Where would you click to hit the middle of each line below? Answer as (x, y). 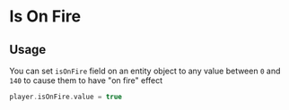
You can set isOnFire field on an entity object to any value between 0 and (145, 71)
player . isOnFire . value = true (66, 97)
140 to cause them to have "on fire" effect (86, 80)
